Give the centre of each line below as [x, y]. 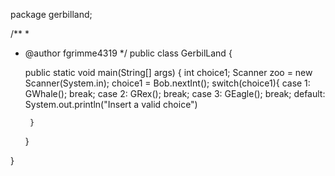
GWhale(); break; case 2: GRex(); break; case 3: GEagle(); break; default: [175, 93]
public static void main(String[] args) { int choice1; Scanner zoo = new [168, 72]
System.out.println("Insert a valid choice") [111, 104]
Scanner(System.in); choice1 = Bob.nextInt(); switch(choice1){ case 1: [167, 83]
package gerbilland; [51, 14]
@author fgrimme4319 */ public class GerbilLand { [128, 53]
